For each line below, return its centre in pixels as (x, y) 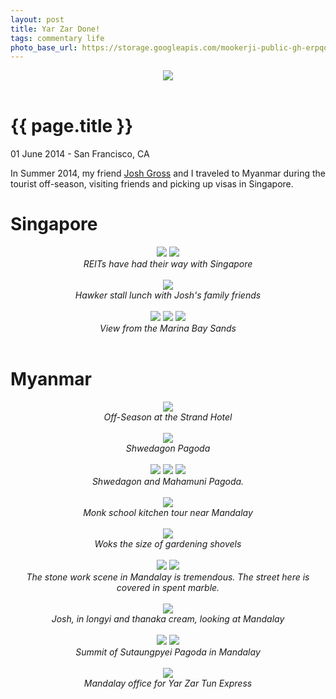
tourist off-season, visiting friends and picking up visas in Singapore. (152, 184)
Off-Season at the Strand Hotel (168, 417)
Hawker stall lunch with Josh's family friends (168, 295)
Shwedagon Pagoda (168, 448)
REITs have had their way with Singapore (168, 264)
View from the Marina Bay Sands (168, 328)
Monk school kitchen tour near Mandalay (168, 513)
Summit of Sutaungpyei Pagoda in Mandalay (168, 652)
